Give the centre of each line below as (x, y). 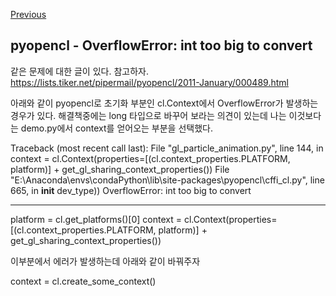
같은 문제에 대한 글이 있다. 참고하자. (79, 71)
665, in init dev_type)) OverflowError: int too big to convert (131, 190)
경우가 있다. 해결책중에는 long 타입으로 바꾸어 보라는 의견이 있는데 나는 (148, 115)
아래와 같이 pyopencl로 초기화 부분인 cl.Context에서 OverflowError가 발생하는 (164, 103)
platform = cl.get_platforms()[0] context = (96, 219)
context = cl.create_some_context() (83, 281)
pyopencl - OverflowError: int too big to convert (161, 45)
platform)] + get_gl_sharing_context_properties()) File (120, 169)
